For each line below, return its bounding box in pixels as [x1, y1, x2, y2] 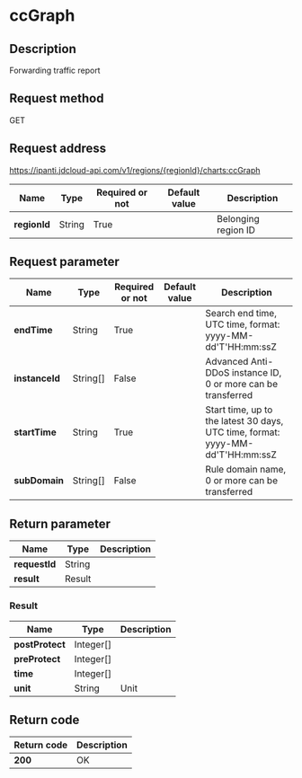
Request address [9, 141, 107, 156]
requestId [13, 558, 57, 570]
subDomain [13, 474, 65, 487]
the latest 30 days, [205, 415, 284, 428]
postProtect [13, 638, 66, 650]
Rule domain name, [205, 464, 287, 476]
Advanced [205, 356, 249, 368]
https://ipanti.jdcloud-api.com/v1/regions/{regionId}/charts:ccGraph [9, 164, 261, 175]
